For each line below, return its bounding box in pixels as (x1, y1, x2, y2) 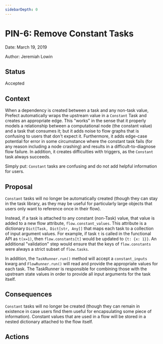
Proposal (5, 183, 33, 191)
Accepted (5, 81, 25, 86)
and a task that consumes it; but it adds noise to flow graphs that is (5, 128, 139, 134)
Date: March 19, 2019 (5, 44, 48, 50)
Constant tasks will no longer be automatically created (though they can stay (5, 195, 158, 201)
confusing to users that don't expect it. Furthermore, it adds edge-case (5, 133, 147, 139)
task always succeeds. (5, 154, 51, 160)
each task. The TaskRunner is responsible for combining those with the (5, 266, 147, 272)
